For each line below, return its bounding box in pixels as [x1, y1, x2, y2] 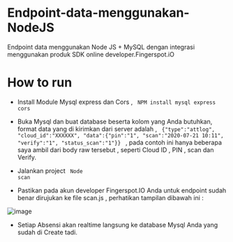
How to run [7, 75, 73, 91]
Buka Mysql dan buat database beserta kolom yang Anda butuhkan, [17, 117, 213, 126]
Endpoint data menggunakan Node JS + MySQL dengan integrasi [7, 43, 195, 51]
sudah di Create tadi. [17, 228, 78, 236]
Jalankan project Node [17, 166, 83, 175]
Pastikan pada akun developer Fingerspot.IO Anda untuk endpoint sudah [17, 186, 227, 195]
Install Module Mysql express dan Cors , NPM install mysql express [17, 98, 216, 106]
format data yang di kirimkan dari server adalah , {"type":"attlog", [17, 124, 215, 133]
